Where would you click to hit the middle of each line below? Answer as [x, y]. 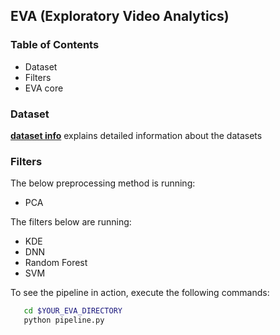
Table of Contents [55, 45]
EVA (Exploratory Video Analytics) [120, 16]
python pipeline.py [64, 320]
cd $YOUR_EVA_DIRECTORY [73, 311]
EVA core [44, 88]
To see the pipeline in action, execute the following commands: [140, 293]
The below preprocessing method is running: [103, 183]
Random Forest [56, 263]
